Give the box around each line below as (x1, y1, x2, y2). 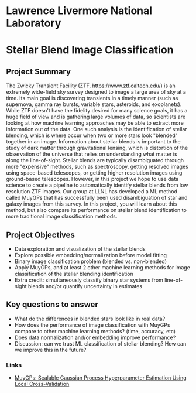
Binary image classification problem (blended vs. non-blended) (14, 258, 167, 265)
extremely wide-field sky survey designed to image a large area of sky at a (6, 88, 186, 95)
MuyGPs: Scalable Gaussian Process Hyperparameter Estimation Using (14, 374, 187, 381)
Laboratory (6, 16, 61, 30)
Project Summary (6, 66, 71, 77)
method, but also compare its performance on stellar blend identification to (6, 207, 187, 214)
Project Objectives (6, 230, 75, 240)
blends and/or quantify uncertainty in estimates (27, 283, 142, 289)
